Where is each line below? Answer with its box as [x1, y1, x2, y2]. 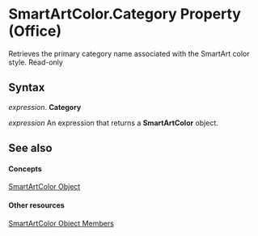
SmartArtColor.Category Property [8, 5, 241, 23]
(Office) [8, 22, 62, 40]
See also [8, 141, 53, 155]
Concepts [8, 163, 42, 174]
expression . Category [8, 102, 82, 112]
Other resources [8, 200, 65, 210]
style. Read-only [8, 57, 63, 67]
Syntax [8, 81, 45, 95]
